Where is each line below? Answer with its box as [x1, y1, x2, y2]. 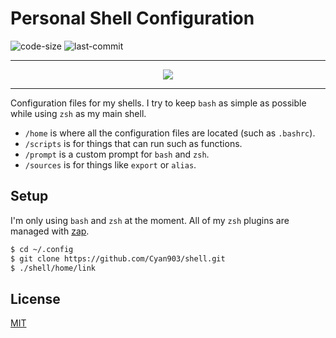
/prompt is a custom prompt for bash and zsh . [24, 148, 210, 160]
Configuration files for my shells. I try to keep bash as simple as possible [10, 97, 307, 109]
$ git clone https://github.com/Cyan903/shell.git [10, 253, 226, 264]
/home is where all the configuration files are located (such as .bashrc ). [24, 127, 316, 139]
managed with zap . [10, 225, 90, 237]
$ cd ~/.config [10, 244, 74, 254]
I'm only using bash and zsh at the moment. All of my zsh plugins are [10, 214, 290, 226]
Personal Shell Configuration [10, 7, 255, 30]
